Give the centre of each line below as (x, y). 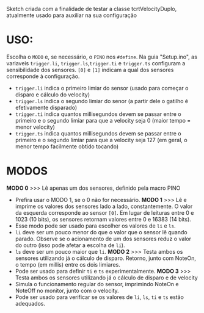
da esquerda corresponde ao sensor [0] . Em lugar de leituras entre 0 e (104, 212)
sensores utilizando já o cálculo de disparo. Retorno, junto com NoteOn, (106, 258)
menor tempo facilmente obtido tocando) (67, 146)
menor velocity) (35, 127)
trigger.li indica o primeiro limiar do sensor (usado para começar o (102, 88)
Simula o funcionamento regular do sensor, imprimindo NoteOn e (97, 284)
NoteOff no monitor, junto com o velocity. (67, 290)
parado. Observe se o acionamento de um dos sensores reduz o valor (103, 239)
